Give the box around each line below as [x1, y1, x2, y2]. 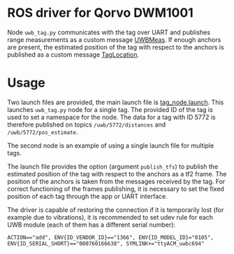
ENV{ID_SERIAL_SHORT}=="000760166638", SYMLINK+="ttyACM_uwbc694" [7, 240, 205, 247]
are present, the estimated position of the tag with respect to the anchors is [7, 43, 225, 51]
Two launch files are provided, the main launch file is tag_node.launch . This [7, 98, 224, 106]
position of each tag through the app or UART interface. [7, 192, 168, 200]
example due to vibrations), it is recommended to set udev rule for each [7, 213, 214, 221]
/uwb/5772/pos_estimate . [7, 127, 78, 136]
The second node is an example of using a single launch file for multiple [7, 141, 214, 150]
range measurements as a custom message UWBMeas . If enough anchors [7, 35, 221, 43]
